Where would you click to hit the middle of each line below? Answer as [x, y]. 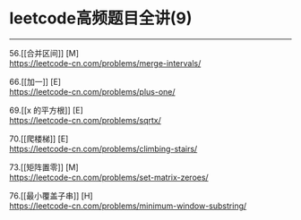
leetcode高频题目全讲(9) [101, 18]
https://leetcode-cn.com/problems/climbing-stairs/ [103, 148]
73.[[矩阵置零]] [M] [44, 167]
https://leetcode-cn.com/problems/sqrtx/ [85, 120]
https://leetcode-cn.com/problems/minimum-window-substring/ [128, 206]
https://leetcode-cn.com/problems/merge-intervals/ [105, 63]
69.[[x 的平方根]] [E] [46, 110]
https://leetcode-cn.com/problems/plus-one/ [93, 91]
